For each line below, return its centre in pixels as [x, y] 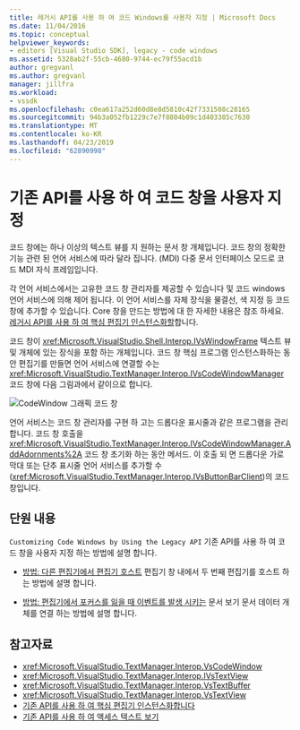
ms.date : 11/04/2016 [48, 26]
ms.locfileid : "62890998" [57, 150]
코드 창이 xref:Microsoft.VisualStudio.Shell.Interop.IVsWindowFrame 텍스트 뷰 [150, 340]
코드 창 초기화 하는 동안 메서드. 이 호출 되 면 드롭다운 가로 [184, 454]
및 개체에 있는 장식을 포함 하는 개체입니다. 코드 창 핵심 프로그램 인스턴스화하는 [146, 352]
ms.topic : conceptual [50, 34]
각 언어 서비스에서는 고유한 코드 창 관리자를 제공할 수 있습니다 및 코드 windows [147, 288]
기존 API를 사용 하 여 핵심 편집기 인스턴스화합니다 [108, 706]
